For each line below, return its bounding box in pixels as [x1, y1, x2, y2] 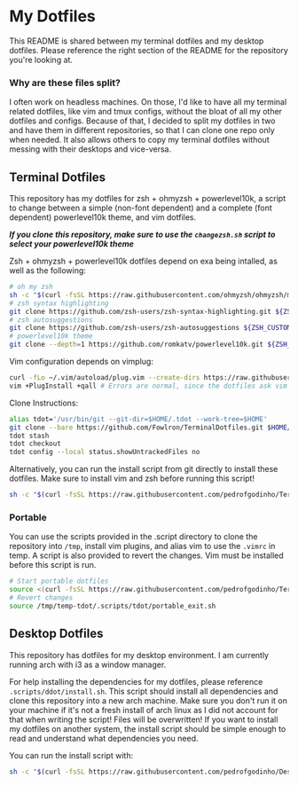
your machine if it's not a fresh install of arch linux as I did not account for [9, 704, 278, 715]
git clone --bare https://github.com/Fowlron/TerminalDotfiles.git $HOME [9, 423, 288, 432]
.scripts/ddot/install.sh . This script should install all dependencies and [9, 686, 278, 696]
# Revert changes [9, 593, 74, 602]
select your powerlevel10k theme [9, 239, 135, 249]
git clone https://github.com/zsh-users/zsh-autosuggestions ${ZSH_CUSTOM [9, 324, 292, 333]
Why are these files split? [9, 76, 122, 89]
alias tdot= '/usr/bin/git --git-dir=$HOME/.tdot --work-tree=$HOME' [9, 414, 268, 423]
